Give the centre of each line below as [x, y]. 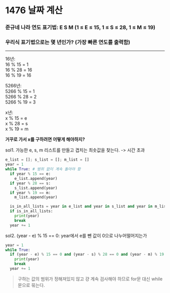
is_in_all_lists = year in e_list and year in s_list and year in [81, 207]
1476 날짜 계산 [34, 10]
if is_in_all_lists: [31, 211]
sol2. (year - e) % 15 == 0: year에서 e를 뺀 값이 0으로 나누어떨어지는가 [76, 235]
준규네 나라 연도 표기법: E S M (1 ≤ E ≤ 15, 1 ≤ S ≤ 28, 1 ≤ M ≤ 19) [80, 27]
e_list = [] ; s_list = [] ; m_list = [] [47, 160]
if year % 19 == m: [30, 192]
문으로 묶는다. [31, 285]
